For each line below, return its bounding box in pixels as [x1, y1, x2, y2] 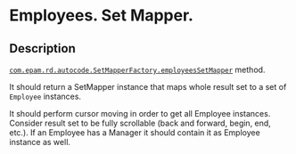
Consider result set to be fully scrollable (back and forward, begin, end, [9, 118, 272, 128]
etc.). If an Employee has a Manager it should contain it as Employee [9, 127, 260, 138]
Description [9, 41, 76, 56]
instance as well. [9, 137, 71, 147]
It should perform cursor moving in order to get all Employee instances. [9, 109, 271, 118]
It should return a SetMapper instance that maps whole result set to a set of [9, 82, 287, 92]
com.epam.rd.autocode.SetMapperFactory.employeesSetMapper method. [9, 64, 266, 75]
